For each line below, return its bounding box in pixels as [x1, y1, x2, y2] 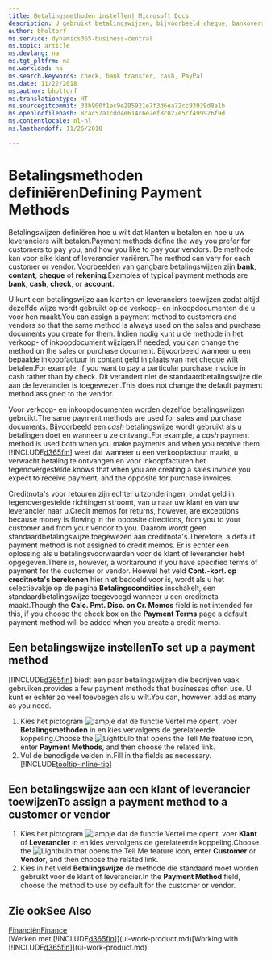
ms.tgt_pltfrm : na [8, 57, 70, 65]
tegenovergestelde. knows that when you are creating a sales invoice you [8, 464, 251, 474]
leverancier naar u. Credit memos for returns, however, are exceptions [8, 505, 240, 515]
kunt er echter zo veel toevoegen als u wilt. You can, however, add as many [8, 692, 256, 702]
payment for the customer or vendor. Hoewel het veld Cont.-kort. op [8, 566, 237, 576]
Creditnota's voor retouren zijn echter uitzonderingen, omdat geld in [8, 488, 236, 498]
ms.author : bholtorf [8, 86, 78, 95]
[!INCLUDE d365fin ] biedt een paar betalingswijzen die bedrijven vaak [8, 675, 240, 685]
